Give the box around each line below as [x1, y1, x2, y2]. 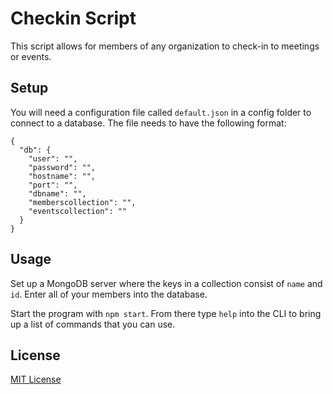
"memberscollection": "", [28, 197, 137, 207]
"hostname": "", [28, 171, 97, 181]
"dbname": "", [28, 188, 87, 199]
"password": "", [28, 162, 97, 172]
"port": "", [28, 180, 78, 190]
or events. [10, 50, 52, 62]
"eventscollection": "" [28, 206, 128, 216]
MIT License [10, 373, 62, 386]
